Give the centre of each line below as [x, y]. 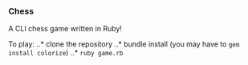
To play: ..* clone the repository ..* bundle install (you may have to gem [124, 44]
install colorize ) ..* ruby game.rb [66, 53]
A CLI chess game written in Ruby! [65, 29]
